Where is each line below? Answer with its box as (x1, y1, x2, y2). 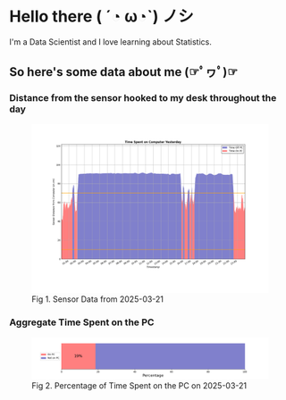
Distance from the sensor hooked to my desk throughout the (9, 92, 277, 104)
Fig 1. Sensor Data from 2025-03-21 (31, 294, 164, 304)
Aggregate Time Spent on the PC (9, 316, 155, 329)
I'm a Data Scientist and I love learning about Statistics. (9, 36, 212, 47)
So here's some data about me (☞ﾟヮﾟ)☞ (9, 64, 239, 79)
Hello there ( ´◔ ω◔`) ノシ (9, 6, 194, 27)
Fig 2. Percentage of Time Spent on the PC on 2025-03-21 (31, 379, 248, 391)
